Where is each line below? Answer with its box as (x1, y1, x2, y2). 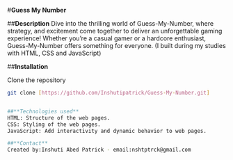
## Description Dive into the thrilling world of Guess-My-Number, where (7, 19, 214, 27)
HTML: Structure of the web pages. (7, 114, 111, 121)
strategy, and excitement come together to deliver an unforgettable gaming (7, 27, 223, 35)
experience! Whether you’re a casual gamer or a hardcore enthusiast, (7, 34, 207, 42)
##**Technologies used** (7, 108, 79, 115)
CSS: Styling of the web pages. (7, 121, 101, 128)
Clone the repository (7, 76, 66, 84)
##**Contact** (7, 140, 49, 147)
